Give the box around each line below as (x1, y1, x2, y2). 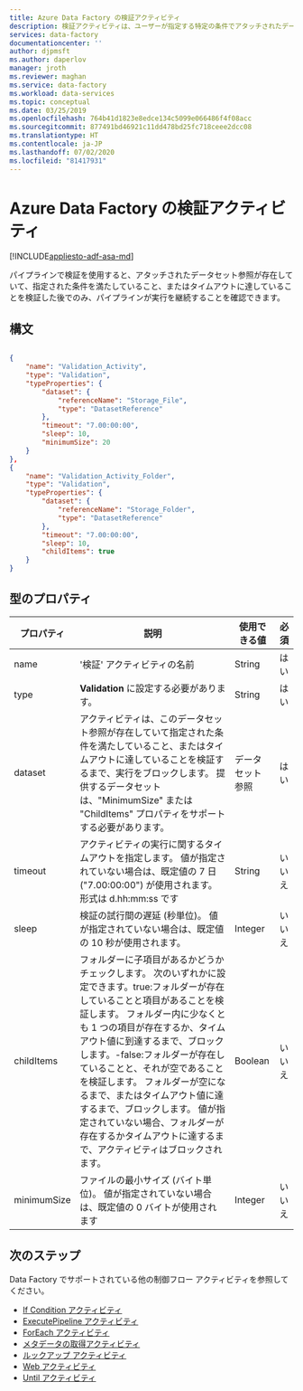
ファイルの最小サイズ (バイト (79, 1173, 203, 1186)
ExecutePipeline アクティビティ (22, 1315, 139, 1326)
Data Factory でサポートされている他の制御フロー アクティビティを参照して (9, 1273, 289, 1284)
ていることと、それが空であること (79, 1062, 224, 1074)
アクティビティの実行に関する (79, 837, 206, 850)
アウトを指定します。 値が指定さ (88, 851, 226, 864)
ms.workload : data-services (9, 89, 115, 98)
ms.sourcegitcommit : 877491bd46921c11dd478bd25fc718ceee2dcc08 (9, 123, 252, 132)
